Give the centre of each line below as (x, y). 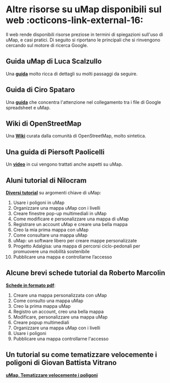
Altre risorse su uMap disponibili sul (84, 9)
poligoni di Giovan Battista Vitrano (61, 363)
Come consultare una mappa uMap (50, 235)
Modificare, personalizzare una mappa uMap (60, 317)
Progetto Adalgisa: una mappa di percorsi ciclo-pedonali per (77, 246)
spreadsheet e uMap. (28, 107)
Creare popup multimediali (41, 322)
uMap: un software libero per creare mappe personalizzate (75, 241)
